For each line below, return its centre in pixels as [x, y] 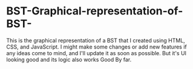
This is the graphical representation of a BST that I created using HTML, [96, 40]
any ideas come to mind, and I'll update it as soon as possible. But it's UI [96, 53]
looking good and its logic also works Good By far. [69, 59]
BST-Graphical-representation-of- [95, 11]
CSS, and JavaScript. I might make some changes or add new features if [97, 47]
